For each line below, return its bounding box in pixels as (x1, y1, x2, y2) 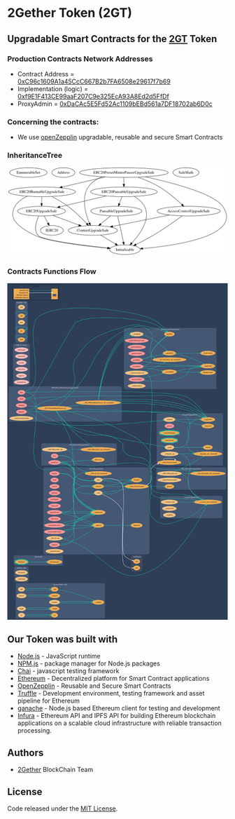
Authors (7, 747, 44, 759)
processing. (17, 726, 52, 735)
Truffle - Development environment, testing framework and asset (17, 689, 205, 698)
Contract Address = (17, 69, 75, 78)
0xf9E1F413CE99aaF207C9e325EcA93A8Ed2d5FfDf (17, 92, 169, 100)
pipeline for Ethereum (17, 696, 80, 705)
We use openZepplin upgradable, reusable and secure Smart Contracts (17, 133, 223, 142)
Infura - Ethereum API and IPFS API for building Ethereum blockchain (17, 712, 216, 720)
